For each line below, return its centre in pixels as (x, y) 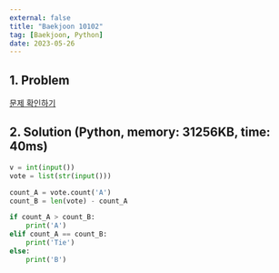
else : (20, 251)
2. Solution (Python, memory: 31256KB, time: (140, 132)
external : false (40, 18)
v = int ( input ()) (42, 167)
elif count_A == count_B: (58, 234)
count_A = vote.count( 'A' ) (60, 192)
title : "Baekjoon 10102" (56, 26)
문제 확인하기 (33, 103)
